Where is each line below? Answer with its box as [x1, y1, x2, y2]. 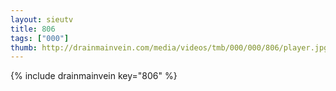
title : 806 [10, 24, 56, 34]
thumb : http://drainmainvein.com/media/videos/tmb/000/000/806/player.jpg [10, 42, 329, 53]
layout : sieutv [10, 14, 74, 25]
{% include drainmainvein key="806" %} [10, 70, 178, 82]
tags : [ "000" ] [10, 33, 70, 43]
